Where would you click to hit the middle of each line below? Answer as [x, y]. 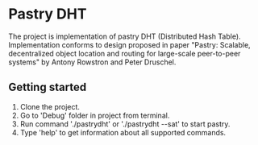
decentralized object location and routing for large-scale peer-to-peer [125, 53]
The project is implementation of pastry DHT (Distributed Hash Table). [125, 36]
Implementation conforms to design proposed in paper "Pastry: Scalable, [130, 44]
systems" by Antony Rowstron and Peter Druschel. [92, 62]
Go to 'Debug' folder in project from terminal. [95, 115]
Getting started [48, 87]
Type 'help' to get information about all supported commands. [123, 132]
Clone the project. [50, 106]
